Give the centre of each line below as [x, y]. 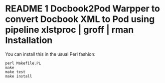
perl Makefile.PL [23, 63]
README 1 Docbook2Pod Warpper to [83, 9]
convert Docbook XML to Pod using [80, 19]
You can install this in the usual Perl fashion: [50, 54]
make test [15, 72]
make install [19, 76]
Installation [29, 41]
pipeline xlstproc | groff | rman [70, 30]
